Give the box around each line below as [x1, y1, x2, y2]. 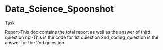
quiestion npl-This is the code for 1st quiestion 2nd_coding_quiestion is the [5, 34, 159, 40]
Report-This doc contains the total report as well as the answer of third [5, 29, 151, 35]
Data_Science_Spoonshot [5, 3, 114, 15]
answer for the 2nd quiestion [5, 39, 65, 45]
